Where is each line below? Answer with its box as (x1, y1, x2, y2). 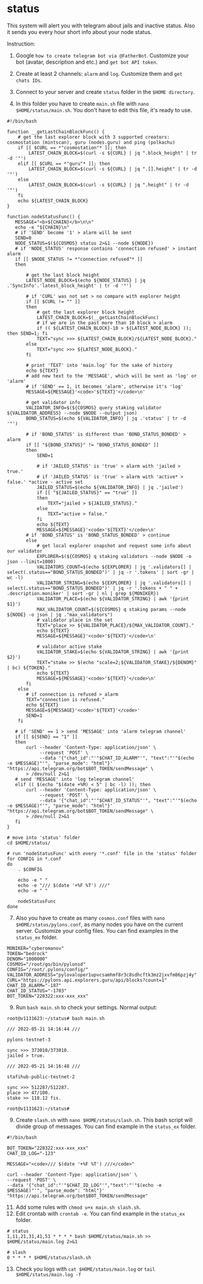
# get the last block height (25, 272, 99, 278)
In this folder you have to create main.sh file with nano (15, 99, 149, 107)
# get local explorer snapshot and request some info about (36, 542, 191, 549)
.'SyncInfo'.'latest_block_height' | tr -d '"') (7, 283, 132, 289)
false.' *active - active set (7, 479, 84, 485)
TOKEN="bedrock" (7, 950, 48, 956)
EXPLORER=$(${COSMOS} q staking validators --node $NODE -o (36, 553, 191, 559)
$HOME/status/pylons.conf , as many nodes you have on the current (15, 921, 184, 928)
